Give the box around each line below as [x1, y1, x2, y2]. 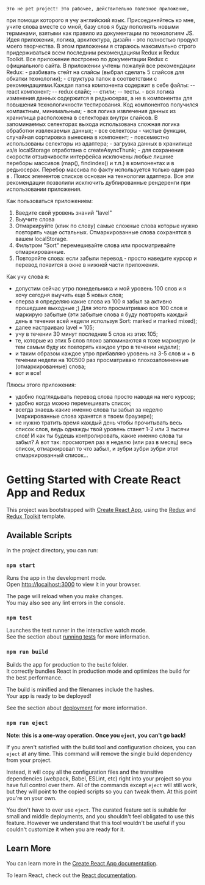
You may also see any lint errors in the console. [6, 599, 125, 607]
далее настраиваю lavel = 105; [15, 324, 95, 331]
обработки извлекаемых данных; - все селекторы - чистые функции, [6, 127, 187, 134]
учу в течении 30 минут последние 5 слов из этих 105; [15, 330, 158, 338]
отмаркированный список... [15, 451, 88, 459]
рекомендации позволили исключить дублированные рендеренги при [6, 179, 191, 186]
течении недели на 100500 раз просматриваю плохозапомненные [15, 357, 189, 363]
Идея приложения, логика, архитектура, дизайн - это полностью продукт [6, 36, 199, 43]
